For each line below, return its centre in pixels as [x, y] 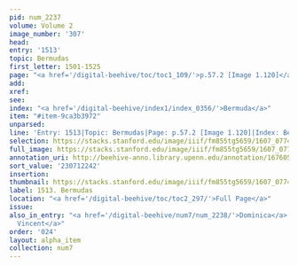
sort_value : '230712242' [55, 166]
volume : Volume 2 [41, 26]
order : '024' [33, 231]
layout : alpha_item [45, 240]
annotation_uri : [39, 157]
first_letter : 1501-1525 [55, 67]
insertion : [29, 174]
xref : [19, 91]
